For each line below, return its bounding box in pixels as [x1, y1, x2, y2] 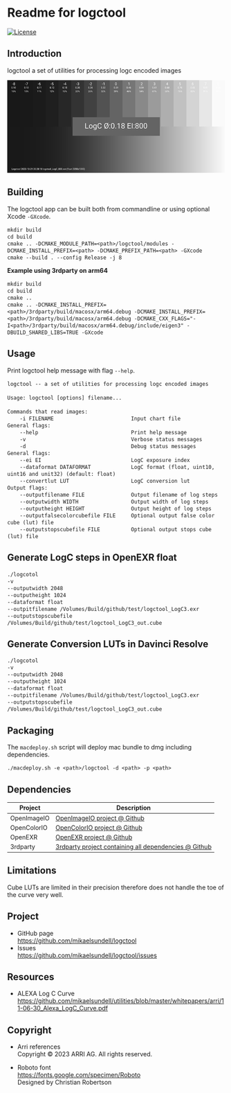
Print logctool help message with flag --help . [7, 366, 136, 375]
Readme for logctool [7, 5, 127, 21]
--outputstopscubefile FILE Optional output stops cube [19, 526, 212, 533]
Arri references [17, 1042, 61, 1051]
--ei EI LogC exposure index [19, 456, 190, 463]
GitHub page [17, 929, 54, 937]
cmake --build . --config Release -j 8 [7, 254, 122, 261]
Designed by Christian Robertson [17, 1078, 112, 1087]
